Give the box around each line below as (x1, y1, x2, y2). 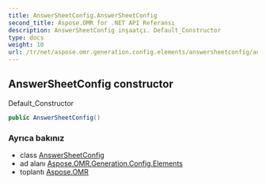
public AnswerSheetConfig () (8, 114, 101, 122)
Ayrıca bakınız (8, 132, 65, 143)
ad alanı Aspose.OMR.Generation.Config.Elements (19, 159, 184, 168)
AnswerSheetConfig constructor (8, 77, 174, 91)
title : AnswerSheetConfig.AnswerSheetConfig (8, 11, 158, 20)
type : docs (8, 33, 44, 42)
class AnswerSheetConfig (19, 150, 104, 160)
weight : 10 (8, 41, 44, 49)
